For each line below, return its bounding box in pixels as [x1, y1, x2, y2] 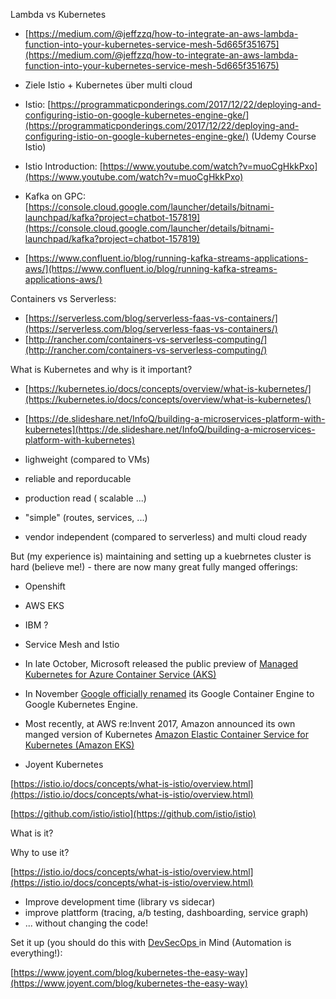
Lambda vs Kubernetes [10, 9, 107, 20]
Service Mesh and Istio [24, 639, 120, 650]
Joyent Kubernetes [24, 759, 104, 770]
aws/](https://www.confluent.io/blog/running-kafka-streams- [24, 263, 278, 274]
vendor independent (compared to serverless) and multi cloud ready [24, 531, 308, 543]
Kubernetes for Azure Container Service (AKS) [24, 669, 217, 680]
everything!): [10, 947, 63, 959]
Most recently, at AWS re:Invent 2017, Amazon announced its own [24, 718, 296, 729]
